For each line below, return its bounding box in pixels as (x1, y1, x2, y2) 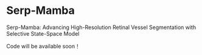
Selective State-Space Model (6, 30, 80, 37)
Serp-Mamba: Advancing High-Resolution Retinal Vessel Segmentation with (6, 24, 197, 31)
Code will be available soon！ (6, 42, 81, 50)
